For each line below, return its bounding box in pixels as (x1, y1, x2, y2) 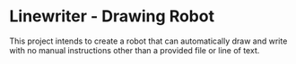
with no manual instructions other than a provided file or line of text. (9, 44, 260, 55)
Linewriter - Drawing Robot (9, 6, 215, 27)
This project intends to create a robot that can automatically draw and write (9, 36, 288, 46)
